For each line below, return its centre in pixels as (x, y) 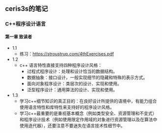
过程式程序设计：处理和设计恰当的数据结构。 (72, 71)
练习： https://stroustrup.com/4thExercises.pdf (67, 53)
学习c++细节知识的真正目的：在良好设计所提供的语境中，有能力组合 (88, 101)
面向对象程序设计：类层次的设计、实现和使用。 (74, 83)
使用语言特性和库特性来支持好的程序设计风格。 (67, 107)
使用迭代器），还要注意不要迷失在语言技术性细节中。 (72, 125)
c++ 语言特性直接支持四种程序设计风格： (61, 65)
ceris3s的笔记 (27, 9)
